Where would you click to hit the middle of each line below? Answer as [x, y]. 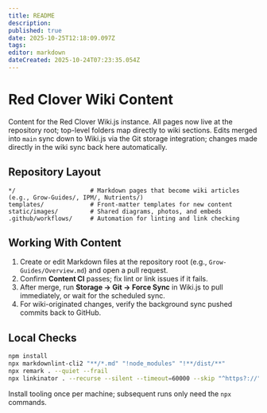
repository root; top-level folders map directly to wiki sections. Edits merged [133, 130]
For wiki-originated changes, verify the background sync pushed [126, 305]
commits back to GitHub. [60, 313]
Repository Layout [55, 172]
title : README [32, 16]
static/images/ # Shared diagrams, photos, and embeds [115, 211]
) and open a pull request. [126, 270]
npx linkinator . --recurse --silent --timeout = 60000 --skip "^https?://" [135, 378]
